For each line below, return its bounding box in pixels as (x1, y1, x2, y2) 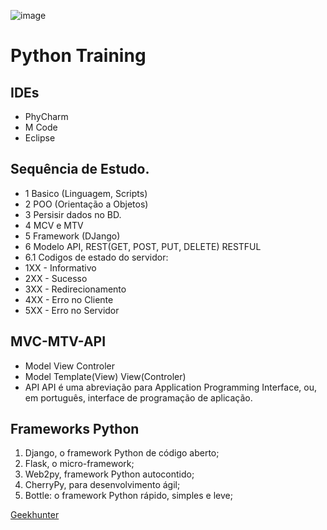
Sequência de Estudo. (10, 161, 150, 178)
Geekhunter (10, 509, 60, 521)
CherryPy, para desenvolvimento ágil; (24, 479, 181, 491)
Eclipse (24, 132, 56, 144)
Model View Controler (24, 360, 115, 372)
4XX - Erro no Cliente (24, 293, 114, 305)
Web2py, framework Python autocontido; (24, 468, 195, 480)
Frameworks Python (10, 421, 140, 438)
